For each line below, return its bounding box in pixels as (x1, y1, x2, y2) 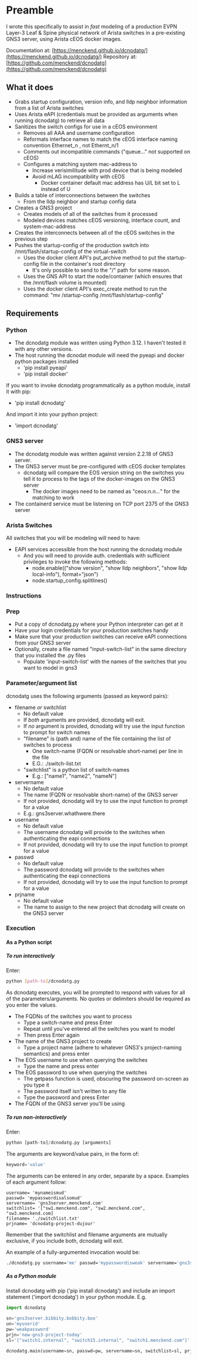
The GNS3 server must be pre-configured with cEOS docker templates (14, 463, 186, 470)
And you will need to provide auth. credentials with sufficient (23, 552, 170, 559)
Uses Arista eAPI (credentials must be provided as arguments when (14, 110, 178, 117)
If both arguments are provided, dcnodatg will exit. (23, 716, 145, 723)
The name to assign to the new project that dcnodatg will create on (23, 903, 186, 910)
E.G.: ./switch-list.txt (32, 760, 81, 767)
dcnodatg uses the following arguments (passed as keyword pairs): (6, 692, 169, 699)
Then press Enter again (23, 1031, 80, 1038)
